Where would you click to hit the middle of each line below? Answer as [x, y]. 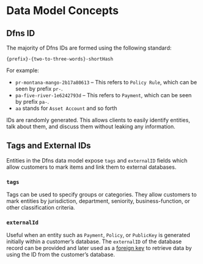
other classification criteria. [41, 208]
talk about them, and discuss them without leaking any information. [91, 127]
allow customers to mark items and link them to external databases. [91, 167]
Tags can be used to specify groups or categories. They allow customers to [102, 195]
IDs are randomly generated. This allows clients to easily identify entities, [98, 120]
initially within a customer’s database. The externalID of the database [94, 241]
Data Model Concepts [63, 11]
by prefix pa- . [32, 102]
